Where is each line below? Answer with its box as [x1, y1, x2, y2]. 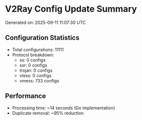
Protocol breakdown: [12, 52, 55, 58]
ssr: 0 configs [19, 62, 47, 68]
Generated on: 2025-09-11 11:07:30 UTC [5, 20, 86, 25]
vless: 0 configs [19, 72, 52, 79]
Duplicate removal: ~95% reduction [12, 110, 84, 116]
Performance [5, 92, 46, 100]
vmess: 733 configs [19, 78, 60, 83]
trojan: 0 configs [19, 67, 53, 73]
